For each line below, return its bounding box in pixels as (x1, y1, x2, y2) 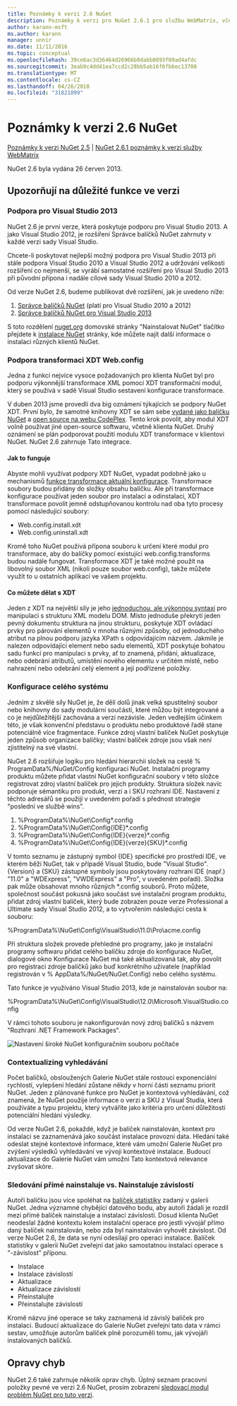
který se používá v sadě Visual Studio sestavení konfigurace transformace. (7, 387, 225, 395)
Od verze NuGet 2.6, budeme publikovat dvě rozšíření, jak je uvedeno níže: (7, 287, 225, 296)
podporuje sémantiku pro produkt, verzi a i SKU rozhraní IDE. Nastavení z (7, 787, 220, 795)
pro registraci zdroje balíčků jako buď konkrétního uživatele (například (7, 962, 211, 971)
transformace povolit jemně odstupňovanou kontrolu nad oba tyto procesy (7, 500, 224, 508)
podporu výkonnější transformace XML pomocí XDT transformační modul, (7, 379, 222, 387)
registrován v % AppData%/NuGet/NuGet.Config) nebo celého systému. (7, 969, 217, 978)
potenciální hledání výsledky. (7, 1111, 92, 1119)
